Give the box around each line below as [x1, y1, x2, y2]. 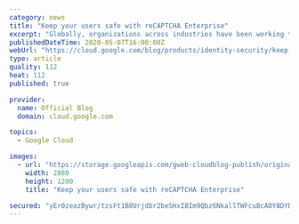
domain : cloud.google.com [17, 112, 114, 121]
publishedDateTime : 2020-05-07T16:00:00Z [9, 37, 166, 47]
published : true [9, 79, 69, 88]
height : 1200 [25, 177, 74, 186]
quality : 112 [9, 63, 58, 72]
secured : [9, 201, 42, 210]
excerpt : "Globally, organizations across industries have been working [9, 29, 285, 38]
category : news [9, 12, 66, 22]
